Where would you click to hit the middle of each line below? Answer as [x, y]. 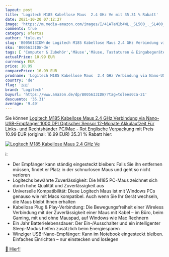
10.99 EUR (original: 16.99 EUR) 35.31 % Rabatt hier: [59, 134]
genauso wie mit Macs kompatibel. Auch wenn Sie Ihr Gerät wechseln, [86, 196]
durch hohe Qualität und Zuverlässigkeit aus [58, 186]
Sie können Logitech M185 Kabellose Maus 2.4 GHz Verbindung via [75, 118]
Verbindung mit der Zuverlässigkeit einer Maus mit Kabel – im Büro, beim [88, 213]
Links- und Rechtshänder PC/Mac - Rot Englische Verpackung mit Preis [79, 129]
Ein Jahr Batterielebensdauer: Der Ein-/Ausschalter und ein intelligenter [87, 223]
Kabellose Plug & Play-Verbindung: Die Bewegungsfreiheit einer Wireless [88, 207]
